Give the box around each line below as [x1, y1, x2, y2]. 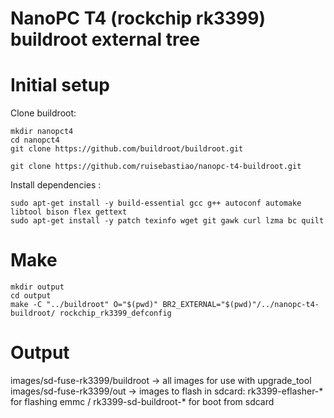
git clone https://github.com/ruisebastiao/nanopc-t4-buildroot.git [10, 162, 302, 172]
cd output [10, 291, 52, 301]
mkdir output [10, 282, 65, 292]
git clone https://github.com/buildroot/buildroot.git [10, 144, 244, 154]
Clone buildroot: [10, 107, 77, 119]
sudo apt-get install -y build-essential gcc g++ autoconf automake [10, 198, 302, 209]
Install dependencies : [10, 179, 102, 191]
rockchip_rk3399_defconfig [59, 308, 172, 319]
